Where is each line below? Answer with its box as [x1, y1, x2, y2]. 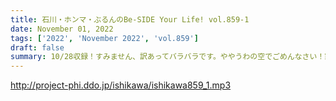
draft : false [10, 42, 65, 53]
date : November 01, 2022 [10, 24, 114, 34]
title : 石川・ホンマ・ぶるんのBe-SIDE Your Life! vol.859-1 [10, 14, 250, 25]
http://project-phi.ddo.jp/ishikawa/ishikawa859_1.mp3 [10, 79, 232, 91]
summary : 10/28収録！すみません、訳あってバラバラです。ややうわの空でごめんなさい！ [10, 52, 325, 62]
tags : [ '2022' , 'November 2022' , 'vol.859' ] [10, 33, 199, 43]
